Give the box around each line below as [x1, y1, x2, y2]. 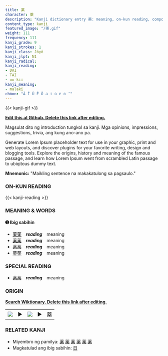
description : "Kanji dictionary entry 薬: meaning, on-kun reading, [5, 17, 150, 22]
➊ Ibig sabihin [5, 219, 35, 226]
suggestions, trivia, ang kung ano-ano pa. [5, 130, 91, 136]
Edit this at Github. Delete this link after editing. [5, 115, 105, 121]
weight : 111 [5, 31, 30, 36]
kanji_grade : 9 [5, 40, 37, 45]
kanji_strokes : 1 [5, 45, 41, 50]
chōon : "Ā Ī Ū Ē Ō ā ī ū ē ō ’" [5, 91, 72, 96]
